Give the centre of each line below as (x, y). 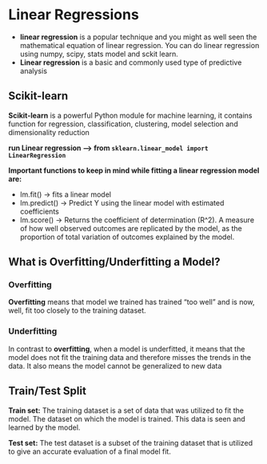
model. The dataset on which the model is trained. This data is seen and (127, 418)
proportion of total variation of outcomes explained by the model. (127, 237)
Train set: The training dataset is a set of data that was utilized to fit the (126, 410)
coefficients (40, 211)
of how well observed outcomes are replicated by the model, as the (131, 228)
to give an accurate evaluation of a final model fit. (90, 451)
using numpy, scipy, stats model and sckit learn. (99, 54)
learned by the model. (44, 427)
